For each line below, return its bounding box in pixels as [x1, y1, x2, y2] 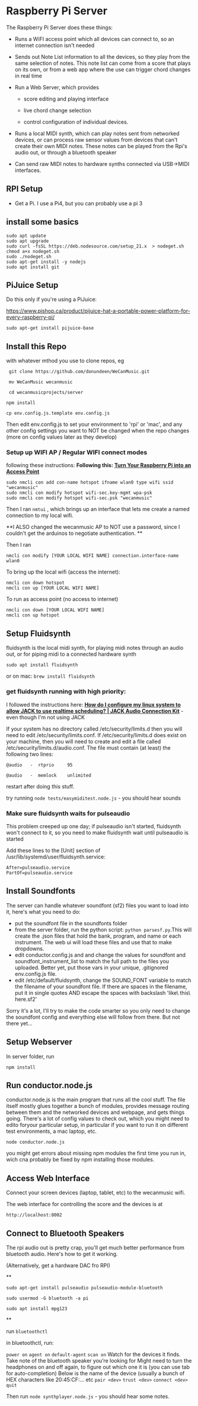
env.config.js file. [14, 970, 58, 977]
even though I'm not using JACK [6, 713, 85, 721]
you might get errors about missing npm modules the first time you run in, [6, 1150, 186, 1157]
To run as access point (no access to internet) [6, 596, 119, 603]
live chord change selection [23, 107, 92, 114]
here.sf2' [14, 995, 37, 1003]
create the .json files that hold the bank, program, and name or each [14, 932, 181, 940]
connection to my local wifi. [6, 512, 74, 519]
